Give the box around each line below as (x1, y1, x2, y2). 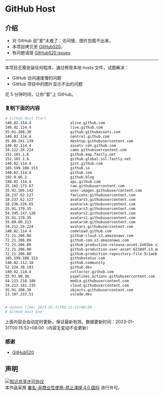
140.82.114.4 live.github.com (5, 125, 103, 130)
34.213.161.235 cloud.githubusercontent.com (5, 283, 130, 288)
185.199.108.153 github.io (5, 165, 90, 170)
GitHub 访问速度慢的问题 (12, 75, 62, 81)
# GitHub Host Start (5, 116, 47, 121)
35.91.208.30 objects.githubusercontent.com (5, 287, 133, 292)
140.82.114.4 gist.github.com (5, 161, 103, 166)
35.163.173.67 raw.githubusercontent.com (5, 183, 125, 189)
